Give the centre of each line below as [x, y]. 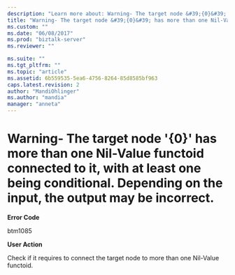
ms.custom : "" [28, 27]
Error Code [23, 217]
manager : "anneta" [34, 104]
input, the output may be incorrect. [111, 198]
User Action [25, 244]
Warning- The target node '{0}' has [112, 139]
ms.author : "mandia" [37, 98]
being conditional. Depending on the [115, 183]
